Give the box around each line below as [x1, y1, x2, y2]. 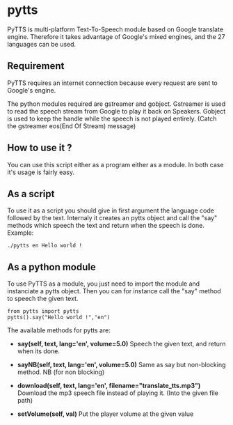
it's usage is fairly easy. [7, 168, 75, 176]
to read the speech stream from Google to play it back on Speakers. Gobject [7, 107, 226, 115]
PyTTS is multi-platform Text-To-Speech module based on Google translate [7, 25, 224, 33]
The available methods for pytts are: [7, 326, 111, 334]
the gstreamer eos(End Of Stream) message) [7, 121, 136, 130]
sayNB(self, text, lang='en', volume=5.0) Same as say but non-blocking [17, 361, 226, 369]
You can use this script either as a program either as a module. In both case [7, 160, 224, 169]
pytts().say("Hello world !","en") [7, 314, 111, 321]
